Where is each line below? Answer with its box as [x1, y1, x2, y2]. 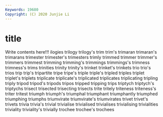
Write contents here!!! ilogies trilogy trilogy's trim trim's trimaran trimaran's [5, 49, 157, 55]
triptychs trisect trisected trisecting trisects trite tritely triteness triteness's [5, 86, 157, 91]
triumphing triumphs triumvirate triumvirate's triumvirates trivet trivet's [5, 96, 148, 102]
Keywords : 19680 [5, 7, 39, 12]
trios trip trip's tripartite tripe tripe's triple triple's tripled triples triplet [5, 70, 145, 76]
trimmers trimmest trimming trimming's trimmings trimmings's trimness [5, 59, 150, 65]
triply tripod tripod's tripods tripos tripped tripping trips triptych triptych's [5, 81, 155, 87]
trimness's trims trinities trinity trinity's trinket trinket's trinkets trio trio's [5, 65, 151, 71]
